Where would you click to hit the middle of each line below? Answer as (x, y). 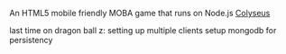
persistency (31, 40)
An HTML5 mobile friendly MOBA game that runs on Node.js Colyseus (140, 13)
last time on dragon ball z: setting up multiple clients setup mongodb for (143, 30)
